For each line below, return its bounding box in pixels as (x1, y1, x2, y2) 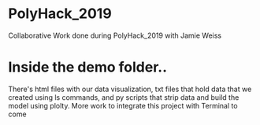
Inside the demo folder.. (8, 58, 168, 76)
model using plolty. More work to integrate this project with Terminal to (8, 101, 238, 110)
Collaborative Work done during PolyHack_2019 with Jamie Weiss (8, 31, 222, 40)
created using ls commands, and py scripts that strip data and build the (8, 92, 240, 102)
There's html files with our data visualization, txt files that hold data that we (8, 84, 252, 94)
